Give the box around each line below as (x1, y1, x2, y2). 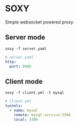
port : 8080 (9, 64, 32, 69)
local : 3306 (14, 117, 38, 122)
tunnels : (5, 104, 23, 108)
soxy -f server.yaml (5, 46, 47, 51)
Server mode (5, 33, 45, 42)
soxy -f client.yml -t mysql (5, 90, 64, 95)
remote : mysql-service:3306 (14, 112, 71, 117)
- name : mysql (9, 108, 38, 113)
